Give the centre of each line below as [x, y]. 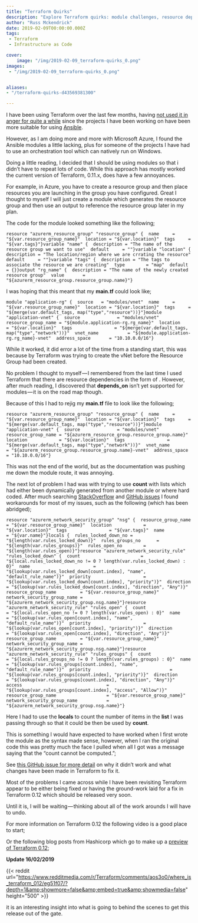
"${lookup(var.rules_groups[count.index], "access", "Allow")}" [87, 691]
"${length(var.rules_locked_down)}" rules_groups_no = [83, 541]
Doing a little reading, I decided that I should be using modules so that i [92, 163]
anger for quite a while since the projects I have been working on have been [98, 121]
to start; [16, 830]
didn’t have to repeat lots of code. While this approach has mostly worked [96, 169]
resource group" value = [46, 275]
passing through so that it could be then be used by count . [77, 723]
